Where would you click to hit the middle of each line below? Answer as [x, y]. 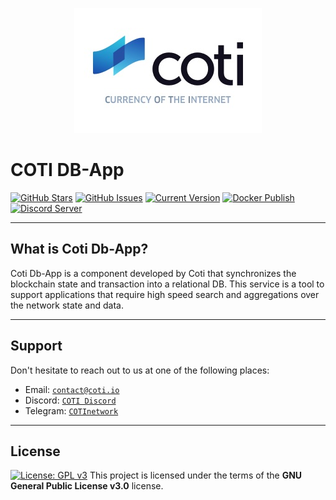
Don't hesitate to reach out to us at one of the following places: [140, 370]
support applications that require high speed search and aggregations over [165, 294]
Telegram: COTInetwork [71, 410]
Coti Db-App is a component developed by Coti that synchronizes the [153, 273]
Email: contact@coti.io [72, 389]
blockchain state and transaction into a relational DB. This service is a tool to [167, 284]
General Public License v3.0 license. [87, 486]
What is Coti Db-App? [79, 249]
